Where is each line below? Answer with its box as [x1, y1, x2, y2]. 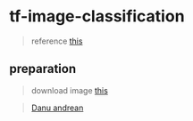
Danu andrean [30, 102, 84, 113]
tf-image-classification [9, 6, 185, 27]
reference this [30, 36, 83, 46]
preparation [9, 61, 77, 77]
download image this [30, 85, 109, 95]
